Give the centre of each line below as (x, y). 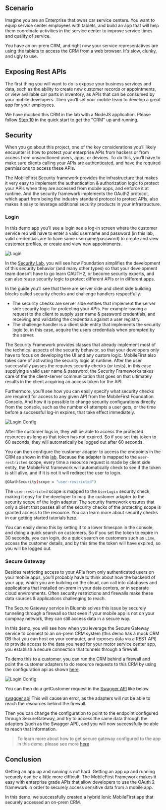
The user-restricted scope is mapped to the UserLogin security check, (78, 491)
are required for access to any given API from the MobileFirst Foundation (79, 396)
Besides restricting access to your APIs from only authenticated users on (80, 572)
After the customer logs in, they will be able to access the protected (74, 431)
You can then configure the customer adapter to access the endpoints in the (83, 452)
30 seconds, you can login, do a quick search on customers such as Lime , (81, 538)
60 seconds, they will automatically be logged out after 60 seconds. (74, 442)
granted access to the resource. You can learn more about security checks (82, 512)
